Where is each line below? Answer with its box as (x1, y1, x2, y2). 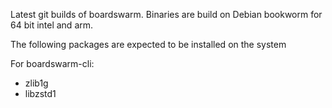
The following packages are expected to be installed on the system (10, 39, 287, 50)
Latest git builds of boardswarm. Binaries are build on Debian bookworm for (10, 9, 323, 20)
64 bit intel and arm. (10, 19, 94, 31)
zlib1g (24, 77, 49, 89)
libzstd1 (24, 88, 57, 99)
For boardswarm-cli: (10, 58, 95, 69)
